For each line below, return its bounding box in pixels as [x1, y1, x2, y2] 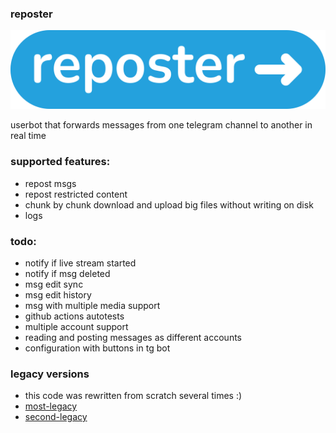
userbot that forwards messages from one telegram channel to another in [10, 119, 313, 131]
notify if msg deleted [24, 267, 111, 279]
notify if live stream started [24, 257, 137, 269]
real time [10, 130, 47, 142]
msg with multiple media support [24, 299, 161, 311]
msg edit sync [24, 278, 84, 290]
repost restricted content [24, 188, 128, 200]
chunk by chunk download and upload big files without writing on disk [24, 198, 314, 211]
